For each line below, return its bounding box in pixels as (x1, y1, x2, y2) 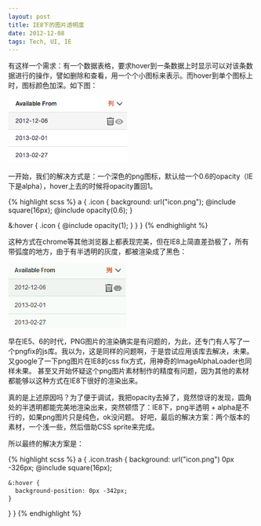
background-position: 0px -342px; (15, 487, 128, 495)
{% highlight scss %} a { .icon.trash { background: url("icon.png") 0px (8, 454, 234, 464)
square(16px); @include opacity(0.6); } (8, 205, 133, 215)
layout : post (8, 13, 51, 20)
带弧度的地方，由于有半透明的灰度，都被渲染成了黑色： (8, 247, 187, 256)
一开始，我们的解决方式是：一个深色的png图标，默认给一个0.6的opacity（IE (8, 171, 253, 181)
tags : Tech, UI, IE (8, 38, 72, 46)
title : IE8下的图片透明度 (8, 20, 85, 29)
